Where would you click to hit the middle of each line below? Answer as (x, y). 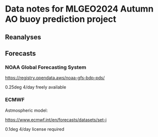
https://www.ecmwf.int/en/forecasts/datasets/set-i (56, 120)
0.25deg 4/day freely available (36, 87)
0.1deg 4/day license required (35, 129)
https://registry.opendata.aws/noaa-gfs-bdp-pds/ (55, 78)
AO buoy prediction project (61, 19)
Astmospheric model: (26, 110)
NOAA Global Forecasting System (46, 67)
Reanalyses (23, 37)
